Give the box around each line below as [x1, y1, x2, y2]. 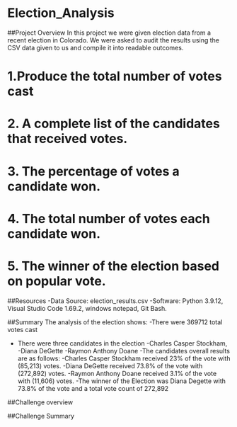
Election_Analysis [7, 5, 115, 21]
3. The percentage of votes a [7, 163, 180, 179]
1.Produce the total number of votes [7, 69, 222, 84]
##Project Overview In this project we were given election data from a [7, 28, 211, 37]
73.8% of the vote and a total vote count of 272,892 [17, 384, 169, 392]
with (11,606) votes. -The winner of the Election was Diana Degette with [17, 377, 226, 385]
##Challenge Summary [7, 411, 75, 420]
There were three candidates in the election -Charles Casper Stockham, [17, 338, 228, 348]
